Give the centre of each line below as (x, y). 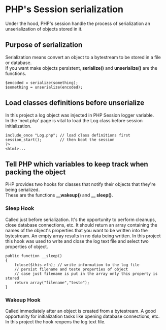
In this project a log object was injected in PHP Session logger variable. (80, 115)
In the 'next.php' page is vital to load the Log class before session (74, 120)
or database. (19, 63)
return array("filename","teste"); (52, 283)
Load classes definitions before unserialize (75, 103)
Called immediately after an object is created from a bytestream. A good (81, 311)
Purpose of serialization (44, 45)
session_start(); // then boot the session (60, 140)
